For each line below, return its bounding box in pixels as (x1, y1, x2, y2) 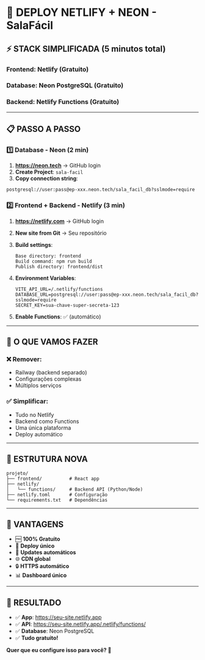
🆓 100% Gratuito (15, 535, 60, 543)
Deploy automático (15, 430, 63, 438)
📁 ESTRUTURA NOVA (6, 454, 88, 464)
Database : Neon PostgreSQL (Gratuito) (6, 81, 124, 90)
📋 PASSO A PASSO (6, 124, 81, 134)
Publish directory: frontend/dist (15, 263, 103, 269)
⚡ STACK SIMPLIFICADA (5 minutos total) (6, 43, 166, 54)
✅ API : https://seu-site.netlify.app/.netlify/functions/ (15, 620, 146, 628)
